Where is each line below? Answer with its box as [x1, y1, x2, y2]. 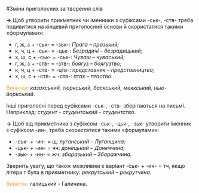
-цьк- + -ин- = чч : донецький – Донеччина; [14, 145, 125, 151]
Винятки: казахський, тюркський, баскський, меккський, [6, 84, 153, 91]
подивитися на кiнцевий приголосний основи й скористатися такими [6, 23, 183, 30]
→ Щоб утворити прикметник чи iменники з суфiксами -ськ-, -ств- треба [6, 17, 194, 23]
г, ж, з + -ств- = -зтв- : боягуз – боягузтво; [14, 60, 122, 67]
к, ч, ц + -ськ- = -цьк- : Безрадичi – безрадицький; [14, 47, 143, 54]
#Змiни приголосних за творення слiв [6, 5, 103, 12]
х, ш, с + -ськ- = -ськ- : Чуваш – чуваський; [14, 54, 125, 60]
